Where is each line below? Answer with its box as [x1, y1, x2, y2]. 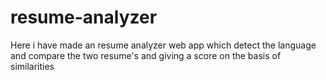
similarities [10, 60, 55, 72]
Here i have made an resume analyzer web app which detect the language [10, 39, 317, 51]
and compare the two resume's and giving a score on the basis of [10, 49, 282, 61]
